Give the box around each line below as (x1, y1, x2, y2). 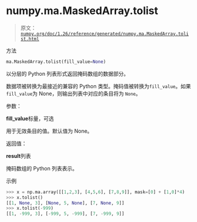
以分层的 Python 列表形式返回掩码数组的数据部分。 (6, 70, 129, 77)
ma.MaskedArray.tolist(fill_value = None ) (6, 59, 107, 65)
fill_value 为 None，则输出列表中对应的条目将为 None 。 (6, 90, 141, 97)
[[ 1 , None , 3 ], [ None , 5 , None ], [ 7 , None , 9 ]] (6, 200, 125, 206)
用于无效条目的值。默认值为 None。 (6, 127, 93, 134)
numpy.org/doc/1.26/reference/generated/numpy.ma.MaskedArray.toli (20, 31, 189, 36)
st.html (20, 36, 39, 42)
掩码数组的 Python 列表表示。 (6, 164, 78, 171)
